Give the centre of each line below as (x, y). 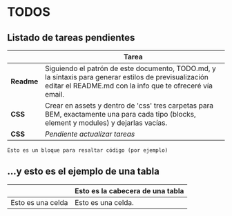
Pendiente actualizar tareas (90, 134)
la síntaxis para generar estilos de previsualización (127, 77)
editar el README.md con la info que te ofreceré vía (128, 86)
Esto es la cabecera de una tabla (129, 190)
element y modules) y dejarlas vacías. (106, 123)
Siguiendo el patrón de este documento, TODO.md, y (130, 68)
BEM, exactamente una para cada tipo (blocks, (120, 114)
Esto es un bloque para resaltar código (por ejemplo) (88, 150)
